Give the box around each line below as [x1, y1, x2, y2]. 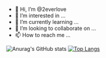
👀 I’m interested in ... [14, 12, 66, 19]
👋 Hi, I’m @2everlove [14, 6, 67, 13]
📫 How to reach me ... [14, 32, 71, 38]
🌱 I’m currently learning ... [14, 19, 79, 25]
